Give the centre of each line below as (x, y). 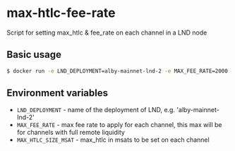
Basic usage (34, 55)
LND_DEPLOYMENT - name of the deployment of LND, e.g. (96, 110)
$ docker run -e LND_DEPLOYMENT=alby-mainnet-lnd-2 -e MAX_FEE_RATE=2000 (117, 71)
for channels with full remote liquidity (71, 133)
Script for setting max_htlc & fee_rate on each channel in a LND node (107, 32)
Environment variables (58, 93)
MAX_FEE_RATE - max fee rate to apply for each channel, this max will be (120, 125)
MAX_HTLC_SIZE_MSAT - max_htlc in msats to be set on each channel (113, 140)
